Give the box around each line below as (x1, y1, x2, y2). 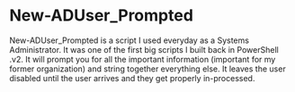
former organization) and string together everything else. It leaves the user (9, 63, 286, 74)
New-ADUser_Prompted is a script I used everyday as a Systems (9, 35, 250, 46)
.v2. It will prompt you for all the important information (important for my (9, 54, 276, 64)
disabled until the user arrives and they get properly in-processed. (9, 72, 255, 83)
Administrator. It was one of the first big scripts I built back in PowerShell (9, 44, 279, 54)
